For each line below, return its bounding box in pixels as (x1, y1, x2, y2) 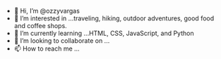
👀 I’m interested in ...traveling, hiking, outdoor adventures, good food (13, 14, 215, 22)
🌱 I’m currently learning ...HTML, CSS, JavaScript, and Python (13, 29, 194, 37)
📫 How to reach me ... (13, 44, 80, 53)
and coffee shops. (13, 22, 67, 29)
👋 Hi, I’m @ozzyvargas (13, 7, 80, 15)
